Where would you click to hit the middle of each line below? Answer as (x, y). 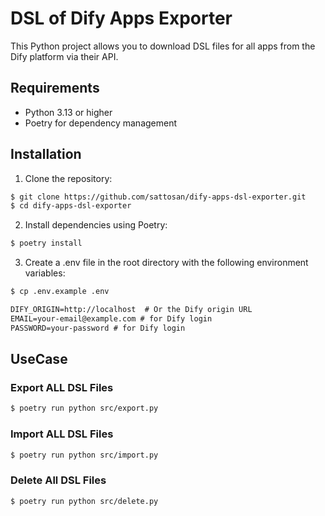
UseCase (39, 359)
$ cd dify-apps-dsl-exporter (71, 206)
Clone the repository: (68, 178)
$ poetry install (46, 243)
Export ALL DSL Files (62, 387)
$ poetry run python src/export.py (84, 408)
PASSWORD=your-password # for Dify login (98, 328)
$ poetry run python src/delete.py (84, 501)
